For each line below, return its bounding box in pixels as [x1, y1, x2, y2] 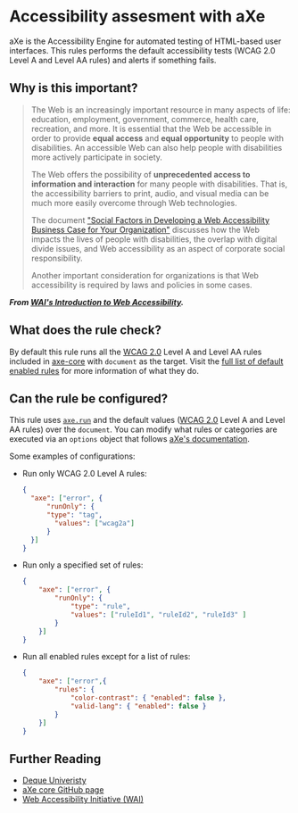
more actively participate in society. [30, 152, 163, 162]
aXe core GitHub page [21, 784, 104, 795]
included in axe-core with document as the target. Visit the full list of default [9, 355, 284, 367]
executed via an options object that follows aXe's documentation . [9, 434, 250, 444]
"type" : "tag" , [46, 510, 103, 519]
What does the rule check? [9, 323, 162, 338]
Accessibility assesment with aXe [9, 6, 266, 27]
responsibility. [30, 253, 83, 263]
